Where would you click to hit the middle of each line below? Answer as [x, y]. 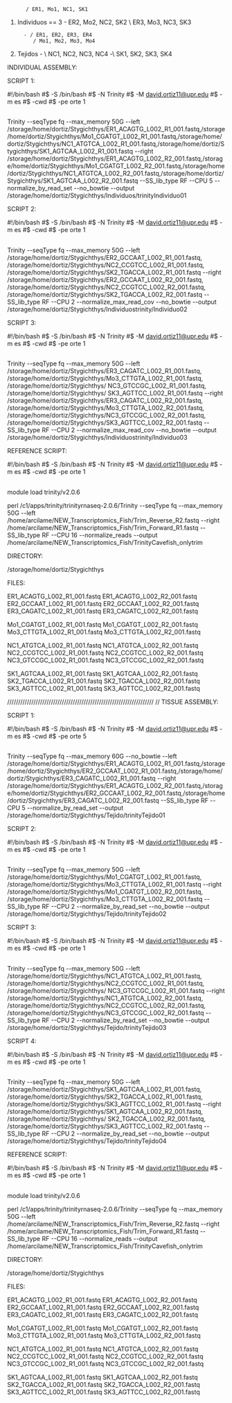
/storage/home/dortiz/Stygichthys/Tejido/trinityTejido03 [87, 1027]
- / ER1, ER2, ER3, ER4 [58, 35]
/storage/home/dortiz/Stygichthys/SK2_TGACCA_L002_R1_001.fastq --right [114, 272]
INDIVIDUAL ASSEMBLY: [42, 67]
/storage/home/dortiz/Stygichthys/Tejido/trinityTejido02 [87, 914]
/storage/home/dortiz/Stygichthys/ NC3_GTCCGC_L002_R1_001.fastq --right [116, 990]
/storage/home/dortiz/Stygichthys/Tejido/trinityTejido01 [86, 815]
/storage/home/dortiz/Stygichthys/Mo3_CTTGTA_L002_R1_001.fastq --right [115, 885]
